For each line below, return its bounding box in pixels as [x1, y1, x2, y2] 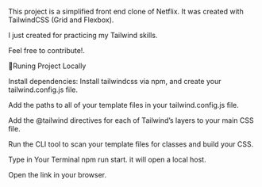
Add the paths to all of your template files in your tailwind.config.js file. [8, 101, 240, 109]
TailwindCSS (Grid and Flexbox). [8, 15, 114, 25]
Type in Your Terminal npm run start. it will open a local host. [8, 155, 206, 164]
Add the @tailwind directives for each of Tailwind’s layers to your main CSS [8, 116, 254, 125]
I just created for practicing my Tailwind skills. [8, 31, 158, 40]
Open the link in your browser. [8, 170, 107, 179]
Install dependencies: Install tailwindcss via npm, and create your [8, 77, 222, 86]
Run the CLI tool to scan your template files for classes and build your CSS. [8, 139, 254, 149]
